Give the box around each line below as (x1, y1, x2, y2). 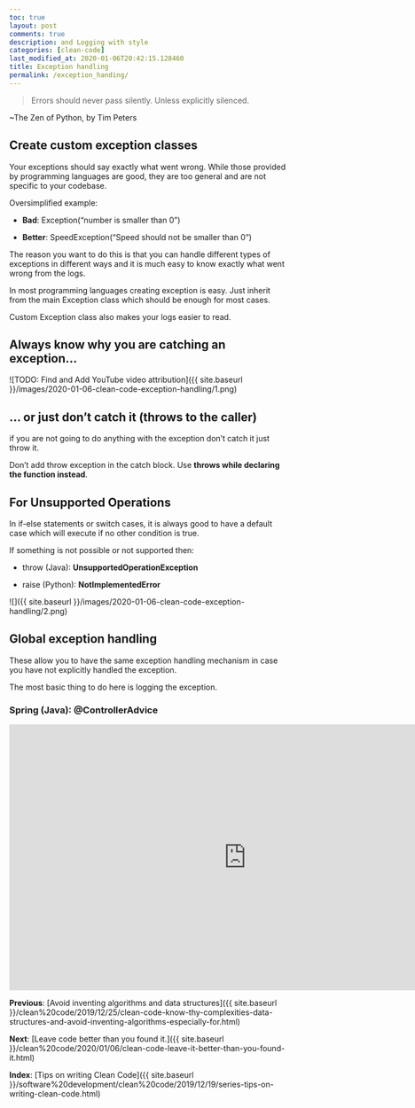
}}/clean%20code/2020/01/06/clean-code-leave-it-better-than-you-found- (9, 1043, 286, 1054)
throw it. (9, 442, 40, 453)
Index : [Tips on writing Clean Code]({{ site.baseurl (9, 1070, 194, 1081)
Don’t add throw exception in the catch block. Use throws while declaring (9, 460, 280, 471)
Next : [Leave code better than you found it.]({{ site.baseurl (9, 1034, 224, 1044)
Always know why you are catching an (9, 337, 226, 352)
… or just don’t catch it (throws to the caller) (9, 410, 257, 425)
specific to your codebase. (9, 180, 107, 191)
